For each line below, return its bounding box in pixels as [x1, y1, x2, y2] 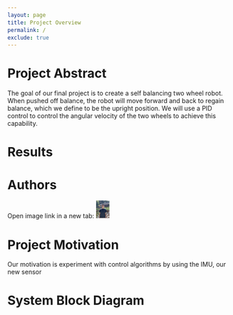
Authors [7, 176, 57, 193]
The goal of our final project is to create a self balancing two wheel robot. [7, 89, 223, 97]
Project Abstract [7, 65, 107, 82]
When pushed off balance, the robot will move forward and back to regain [7, 97, 224, 105]
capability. [7, 119, 38, 128]
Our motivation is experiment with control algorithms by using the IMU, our [7, 260, 227, 269]
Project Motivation [7, 237, 119, 252]
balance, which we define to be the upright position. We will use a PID [7, 104, 212, 113]
